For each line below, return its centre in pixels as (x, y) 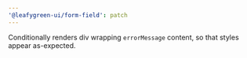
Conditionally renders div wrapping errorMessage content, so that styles (123, 37)
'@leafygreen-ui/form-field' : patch (68, 15)
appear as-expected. (42, 45)
